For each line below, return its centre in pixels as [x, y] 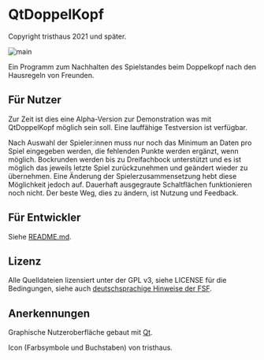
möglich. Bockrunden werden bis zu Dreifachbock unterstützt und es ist [125, 159]
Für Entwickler [45, 218]
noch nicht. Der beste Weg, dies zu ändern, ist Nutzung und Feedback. [123, 193]
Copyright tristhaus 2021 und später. [67, 36]
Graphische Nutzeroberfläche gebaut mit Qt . [80, 332]
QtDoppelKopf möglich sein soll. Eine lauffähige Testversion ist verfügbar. [128, 127]
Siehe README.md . [40, 236]
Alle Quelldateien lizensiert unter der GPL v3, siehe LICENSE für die [117, 280]
